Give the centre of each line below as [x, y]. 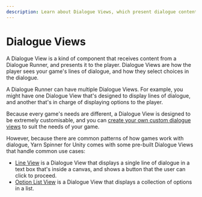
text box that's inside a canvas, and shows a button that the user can [100, 169]
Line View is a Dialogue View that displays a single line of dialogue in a [102, 163]
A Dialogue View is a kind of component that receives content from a [91, 58]
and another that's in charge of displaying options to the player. [85, 102]
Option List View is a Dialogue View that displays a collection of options [103, 182]
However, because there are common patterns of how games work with [95, 138]
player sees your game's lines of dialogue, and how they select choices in [98, 71]
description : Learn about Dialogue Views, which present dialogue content [102, 12]
